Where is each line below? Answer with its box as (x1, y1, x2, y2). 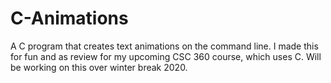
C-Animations (10, 7, 129, 30)
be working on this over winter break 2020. (10, 61, 188, 73)
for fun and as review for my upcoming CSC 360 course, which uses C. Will (10, 50, 322, 62)
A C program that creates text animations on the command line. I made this (10, 40, 319, 52)
